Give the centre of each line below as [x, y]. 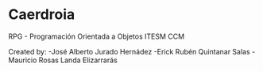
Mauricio [23, 60]
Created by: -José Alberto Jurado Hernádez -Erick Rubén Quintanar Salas [129, 51]
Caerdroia [42, 15]
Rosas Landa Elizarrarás [78, 60]
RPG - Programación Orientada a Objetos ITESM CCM [97, 36]
